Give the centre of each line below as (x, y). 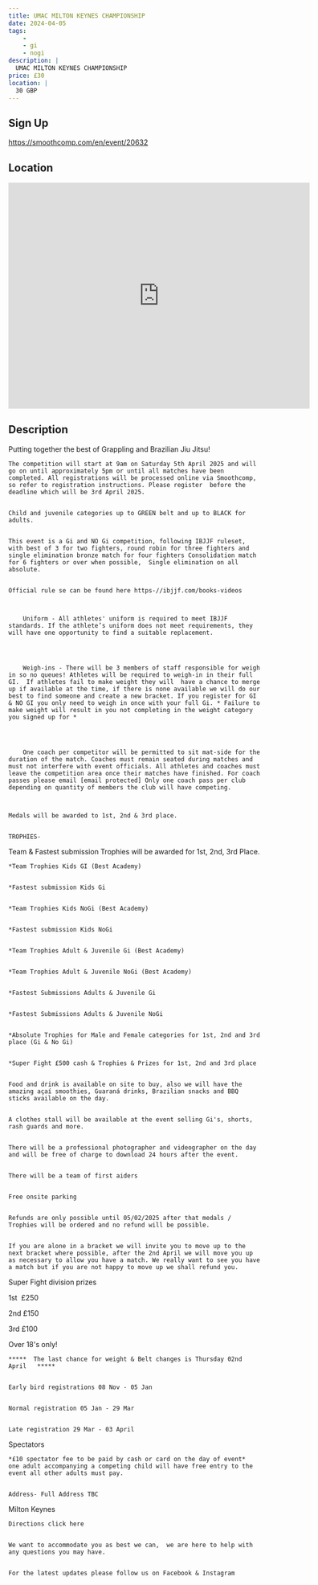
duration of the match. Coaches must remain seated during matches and (130, 759)
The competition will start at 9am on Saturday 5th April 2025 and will (132, 464)
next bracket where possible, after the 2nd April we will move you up (130, 1253)
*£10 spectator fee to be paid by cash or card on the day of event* (127, 1459)
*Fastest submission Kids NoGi (61, 929)
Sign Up (29, 123)
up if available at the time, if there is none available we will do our (135, 689)
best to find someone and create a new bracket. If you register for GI (132, 696)
